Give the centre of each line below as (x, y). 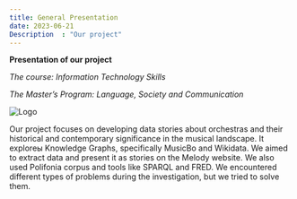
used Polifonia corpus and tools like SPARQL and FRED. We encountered (143, 168)
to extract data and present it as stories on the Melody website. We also (142, 158)
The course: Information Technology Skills (87, 77)
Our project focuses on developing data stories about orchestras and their (146, 129)
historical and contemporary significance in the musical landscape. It (137, 139)
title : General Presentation (64, 17)
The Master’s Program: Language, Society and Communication (127, 94)
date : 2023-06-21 (42, 26)
